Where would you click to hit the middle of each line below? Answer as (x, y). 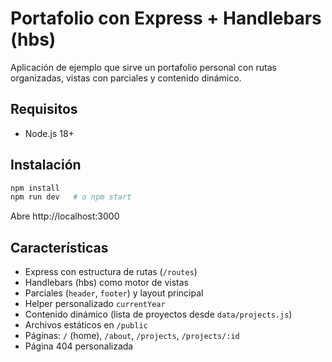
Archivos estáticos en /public (86, 325)
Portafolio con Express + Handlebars (166, 18)
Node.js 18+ (49, 133)
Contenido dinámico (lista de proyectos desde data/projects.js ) (158, 314)
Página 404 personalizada (79, 346)
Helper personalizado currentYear (95, 304)
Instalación (46, 165)
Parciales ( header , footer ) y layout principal (114, 293)
